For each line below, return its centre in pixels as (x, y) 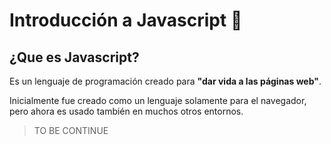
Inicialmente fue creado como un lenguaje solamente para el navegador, (158, 100)
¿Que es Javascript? (74, 57)
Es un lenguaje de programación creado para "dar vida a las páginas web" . (165, 81)
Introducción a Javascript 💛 (126, 20)
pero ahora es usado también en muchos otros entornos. (126, 111)
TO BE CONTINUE (71, 130)
